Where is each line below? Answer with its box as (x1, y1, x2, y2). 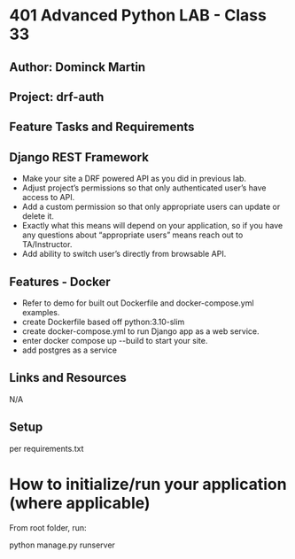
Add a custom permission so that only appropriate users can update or (21, 201, 281, 213)
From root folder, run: (9, 522, 87, 532)
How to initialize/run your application (9, 474, 287, 494)
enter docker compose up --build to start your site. (21, 335, 208, 345)
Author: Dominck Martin (9, 59, 146, 74)
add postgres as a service (21, 345, 118, 355)
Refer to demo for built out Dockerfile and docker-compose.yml (21, 298, 254, 308)
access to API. (21, 192, 75, 203)
